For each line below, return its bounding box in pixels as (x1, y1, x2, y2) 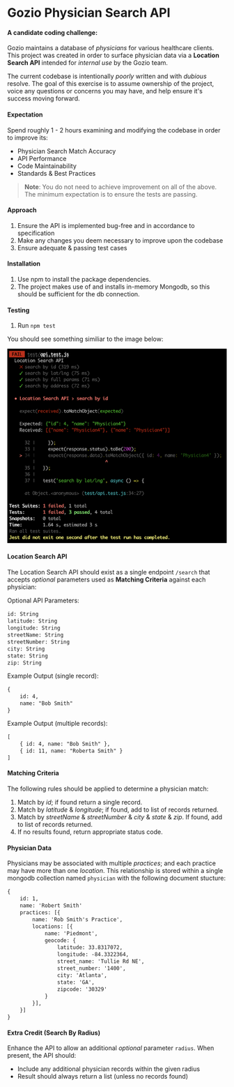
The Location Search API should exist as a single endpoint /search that (7, 568, 210, 576)
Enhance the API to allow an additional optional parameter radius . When (7, 1044, 214, 1052)
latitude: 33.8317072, (56, 944, 123, 951)
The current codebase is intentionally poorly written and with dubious (7, 72, 207, 81)
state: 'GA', (56, 979, 95, 986)
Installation (7, 259, 40, 268)
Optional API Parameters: (7, 596, 80, 605)
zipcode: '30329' (56, 986, 108, 993)
